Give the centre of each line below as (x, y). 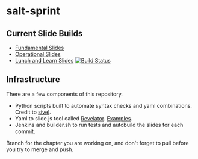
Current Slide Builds (45, 33)
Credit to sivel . (33, 112)
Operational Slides (38, 54)
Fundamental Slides (39, 48)
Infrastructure (33, 79)
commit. (25, 131)
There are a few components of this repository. (65, 94)
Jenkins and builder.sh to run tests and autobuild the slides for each (99, 125)
